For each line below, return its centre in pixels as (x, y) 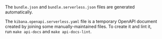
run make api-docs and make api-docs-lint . (48, 32)
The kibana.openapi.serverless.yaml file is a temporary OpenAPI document (81, 21)
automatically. (19, 12)
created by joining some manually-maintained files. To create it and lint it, (78, 26)
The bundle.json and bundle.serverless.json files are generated (70, 7)
